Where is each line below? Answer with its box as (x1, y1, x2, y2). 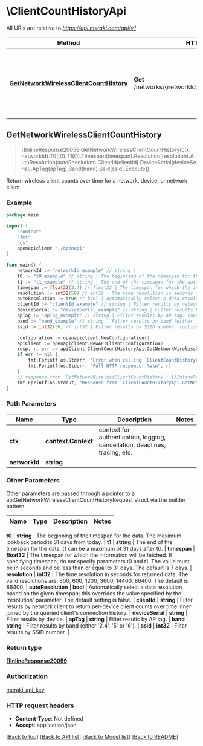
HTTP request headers (6, 701, 74, 710)
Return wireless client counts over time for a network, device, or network (6, 177, 188, 184)
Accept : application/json (14, 721, 77, 728)
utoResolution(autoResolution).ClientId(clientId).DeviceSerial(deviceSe (21, 158, 196, 166)
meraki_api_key (6, 686, 45, 693)
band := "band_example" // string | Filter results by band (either (17, 318, 193, 324)
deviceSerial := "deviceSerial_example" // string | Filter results (17, 307, 193, 313)
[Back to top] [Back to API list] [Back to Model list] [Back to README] (6, 733, 178, 740)
